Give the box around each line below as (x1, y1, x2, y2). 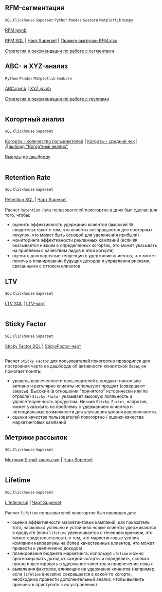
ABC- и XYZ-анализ (5, 62, 68, 70)
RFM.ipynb (5, 27, 27, 33)
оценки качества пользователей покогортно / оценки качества (12, 414, 144, 420)
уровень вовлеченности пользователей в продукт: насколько (12, 378, 141, 384)
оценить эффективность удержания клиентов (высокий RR (12, 222, 133, 227)
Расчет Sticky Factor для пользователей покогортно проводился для (5, 358, 150, 364)
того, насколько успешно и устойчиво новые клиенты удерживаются (12, 524, 157, 530)
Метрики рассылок (5, 433, 68, 442)
